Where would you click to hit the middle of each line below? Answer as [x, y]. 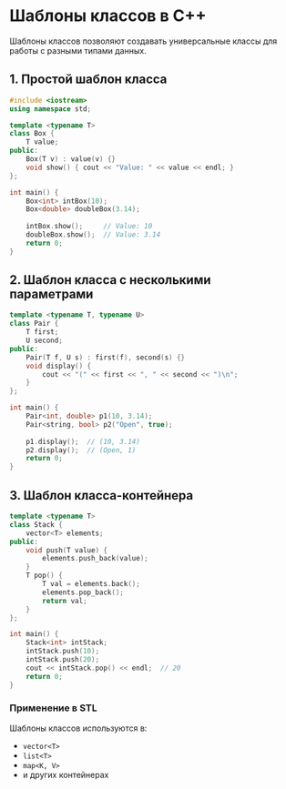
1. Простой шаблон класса [88, 80]
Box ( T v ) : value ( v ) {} [71, 159]
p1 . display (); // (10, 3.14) [83, 441]
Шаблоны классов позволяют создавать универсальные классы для [143, 41]
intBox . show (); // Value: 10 [89, 227]
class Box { [32, 134]
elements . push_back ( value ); [95, 559]
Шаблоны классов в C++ [108, 16]
